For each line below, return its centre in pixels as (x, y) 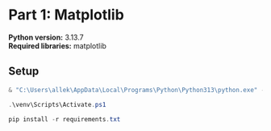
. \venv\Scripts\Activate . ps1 (57, 104)
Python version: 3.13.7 (46, 37)
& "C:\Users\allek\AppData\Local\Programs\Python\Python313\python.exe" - (137, 90)
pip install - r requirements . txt (65, 119)
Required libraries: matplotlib (57, 45)
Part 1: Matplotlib (67, 15)
